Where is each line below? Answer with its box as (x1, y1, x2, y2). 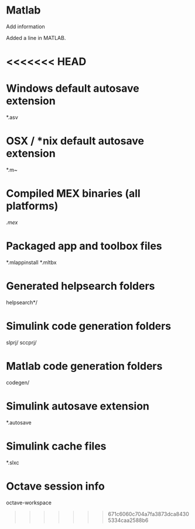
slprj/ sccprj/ (6, 339, 37, 346)
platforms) (6, 199, 59, 213)
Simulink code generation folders (6, 320, 172, 333)
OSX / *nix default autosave (6, 135, 145, 148)
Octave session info (6, 480, 105, 493)
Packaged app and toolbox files (6, 239, 162, 253)
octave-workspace (6, 499, 52, 506)
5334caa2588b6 (108, 517, 149, 524)
